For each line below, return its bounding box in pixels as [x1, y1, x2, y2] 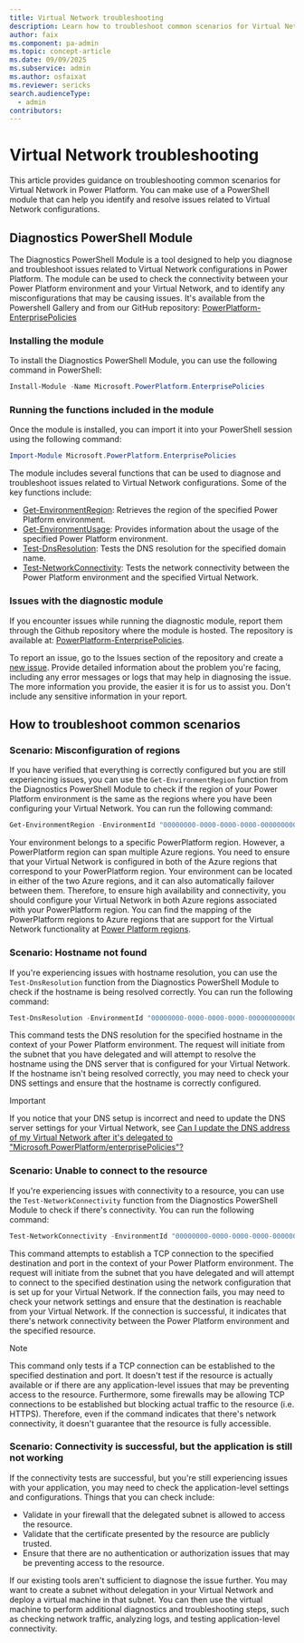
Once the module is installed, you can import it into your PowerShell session [9, 424, 292, 435]
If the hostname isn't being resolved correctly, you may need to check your [9, 1068, 290, 1079]
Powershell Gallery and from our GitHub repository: [9, 303, 201, 313]
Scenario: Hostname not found [9, 946, 147, 959]
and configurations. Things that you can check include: [9, 1492, 215, 1503]
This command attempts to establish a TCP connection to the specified [9, 1248, 274, 1259]
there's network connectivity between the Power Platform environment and [9, 1315, 290, 1326]
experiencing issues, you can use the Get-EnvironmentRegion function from [9, 774, 289, 785]
